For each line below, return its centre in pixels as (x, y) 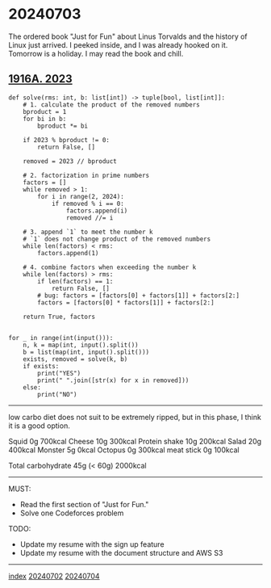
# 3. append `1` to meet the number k (88, 232)
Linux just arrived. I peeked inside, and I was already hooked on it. (118, 44)
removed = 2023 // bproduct (70, 161)
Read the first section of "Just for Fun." (84, 504)
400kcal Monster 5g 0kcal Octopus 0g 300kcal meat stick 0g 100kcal (124, 450)
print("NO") (58, 394)
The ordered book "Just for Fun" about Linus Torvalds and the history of (128, 36)
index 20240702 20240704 (54, 576)
